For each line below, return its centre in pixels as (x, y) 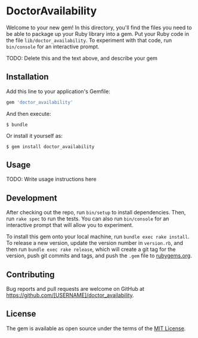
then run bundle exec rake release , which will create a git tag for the (91, 250)
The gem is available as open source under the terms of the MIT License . (96, 328)
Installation (27, 77)
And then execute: (29, 113)
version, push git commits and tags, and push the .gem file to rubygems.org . (99, 256)
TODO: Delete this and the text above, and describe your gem (82, 58)
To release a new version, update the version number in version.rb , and (95, 243)
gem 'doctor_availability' (40, 102)
